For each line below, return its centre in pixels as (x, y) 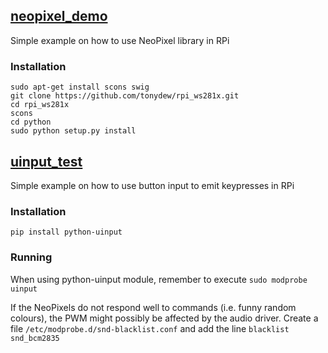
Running (31, 257)
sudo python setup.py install (73, 131)
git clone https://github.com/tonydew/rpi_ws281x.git (125, 96)
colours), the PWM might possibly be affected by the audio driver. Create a (164, 318)
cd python (31, 122)
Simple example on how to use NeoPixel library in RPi (120, 40)
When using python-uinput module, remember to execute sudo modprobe (159, 279)
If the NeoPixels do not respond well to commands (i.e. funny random (153, 307)
